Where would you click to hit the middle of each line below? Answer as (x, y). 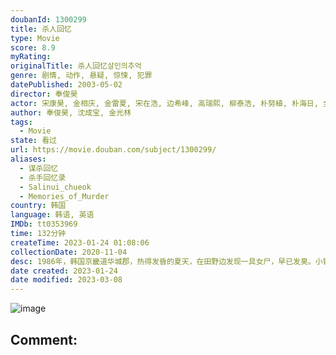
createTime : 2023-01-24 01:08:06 (80, 242)
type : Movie (35, 38)
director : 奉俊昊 (44, 94)
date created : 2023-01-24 (64, 271)
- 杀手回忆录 (43, 177)
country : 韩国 (38, 206)
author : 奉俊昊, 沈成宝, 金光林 (71, 112)
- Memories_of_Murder (64, 196)
